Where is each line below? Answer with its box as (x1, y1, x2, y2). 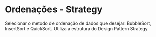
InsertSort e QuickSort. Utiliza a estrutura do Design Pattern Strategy (5, 25, 148, 31)
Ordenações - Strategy (5, 4, 103, 15)
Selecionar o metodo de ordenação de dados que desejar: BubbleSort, (5, 20, 152, 26)
